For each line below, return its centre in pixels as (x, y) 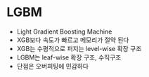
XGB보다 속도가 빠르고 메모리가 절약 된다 (73, 40)
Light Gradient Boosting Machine (64, 31)
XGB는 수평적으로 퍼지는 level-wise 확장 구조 (79, 48)
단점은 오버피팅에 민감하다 (53, 66)
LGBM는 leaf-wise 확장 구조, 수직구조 (69, 57)
